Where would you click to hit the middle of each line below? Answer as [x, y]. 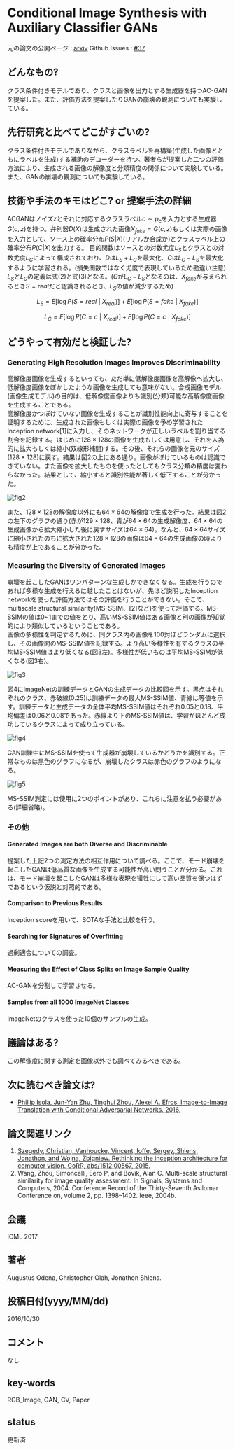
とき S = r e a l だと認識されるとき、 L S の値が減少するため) [93, 287]
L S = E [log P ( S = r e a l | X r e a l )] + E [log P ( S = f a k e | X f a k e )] [117, 302]
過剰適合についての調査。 [44, 953]
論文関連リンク [40, 1133]
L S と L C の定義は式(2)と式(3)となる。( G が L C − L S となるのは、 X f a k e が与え [111, 277]
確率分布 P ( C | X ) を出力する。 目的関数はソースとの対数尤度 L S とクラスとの [113, 248]
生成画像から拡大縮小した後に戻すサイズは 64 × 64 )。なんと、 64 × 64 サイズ [116, 529]
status [22, 1422]
